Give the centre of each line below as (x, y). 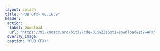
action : (15, 23)
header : (13, 18)
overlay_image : (22, 37)
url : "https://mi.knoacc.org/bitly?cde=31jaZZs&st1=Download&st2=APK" (83, 32)
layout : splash (20, 9)
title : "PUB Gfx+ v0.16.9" (32, 14)
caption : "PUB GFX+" (28, 41)
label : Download (26, 28)
